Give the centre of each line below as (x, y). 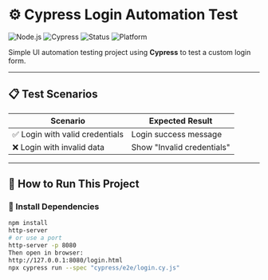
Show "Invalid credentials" (181, 147)
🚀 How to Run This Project (74, 184)
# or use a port (35, 238)
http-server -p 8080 (43, 246)
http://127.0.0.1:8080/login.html (66, 260)
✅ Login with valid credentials (68, 134)
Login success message (176, 134)
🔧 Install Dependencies (54, 207)
